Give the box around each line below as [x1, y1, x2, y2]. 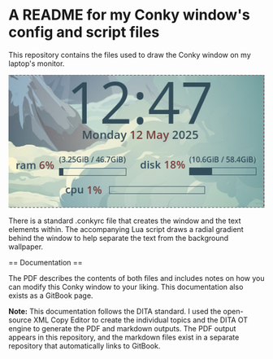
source [8, 315, 32, 325]
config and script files [8, 23, 160, 42]
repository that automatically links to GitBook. [8, 340, 161, 351]
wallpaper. [8, 242, 43, 252]
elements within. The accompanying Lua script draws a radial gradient [8, 224, 244, 234]
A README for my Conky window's [8, 6, 250, 24]
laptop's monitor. [8, 59, 65, 68]
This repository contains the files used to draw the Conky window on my [8, 50, 251, 59]
